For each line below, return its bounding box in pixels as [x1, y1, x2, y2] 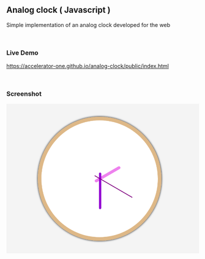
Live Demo [6, 48, 39, 57]
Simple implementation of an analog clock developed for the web [6, 21, 171, 28]
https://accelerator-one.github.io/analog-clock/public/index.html [6, 63, 170, 70]
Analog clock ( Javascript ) [6, 5, 111, 15]
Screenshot [6, 90, 42, 98]
